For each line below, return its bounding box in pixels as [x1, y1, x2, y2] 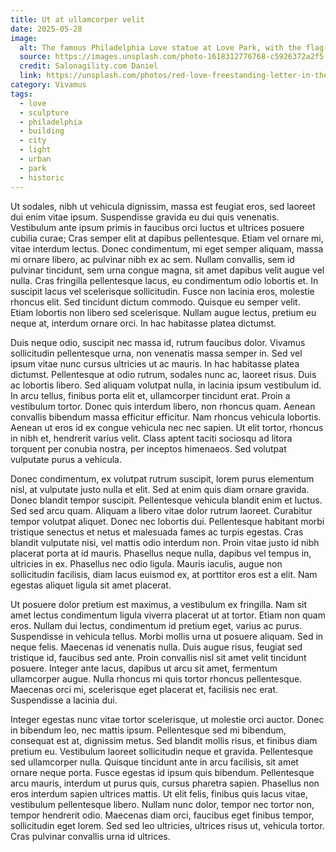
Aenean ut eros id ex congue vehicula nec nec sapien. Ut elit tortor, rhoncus [10, 421, 324, 433]
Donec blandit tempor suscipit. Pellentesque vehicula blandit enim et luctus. [10, 494, 323, 506]
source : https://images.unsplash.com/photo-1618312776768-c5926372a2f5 [19, 52, 325, 62]
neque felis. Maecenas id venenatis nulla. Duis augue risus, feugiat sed [10, 641, 303, 653]
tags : [10, 89, 33, 99]
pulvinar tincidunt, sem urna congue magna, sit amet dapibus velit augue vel [10, 264, 325, 276]
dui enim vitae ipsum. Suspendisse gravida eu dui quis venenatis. [10, 211, 280, 223]
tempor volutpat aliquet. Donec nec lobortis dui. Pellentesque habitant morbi [10, 515, 325, 527]
